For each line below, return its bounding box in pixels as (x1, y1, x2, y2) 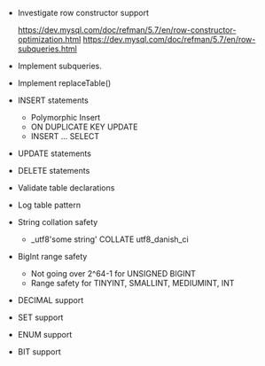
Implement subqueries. (17, 61, 102, 71)
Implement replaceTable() (17, 78, 112, 88)
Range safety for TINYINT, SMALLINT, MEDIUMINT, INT (30, 278, 235, 288)
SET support (17, 312, 64, 323)
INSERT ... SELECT (30, 131, 100, 141)
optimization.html (17, 35, 82, 44)
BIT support (17, 347, 61, 357)
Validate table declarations (17, 183, 115, 193)
